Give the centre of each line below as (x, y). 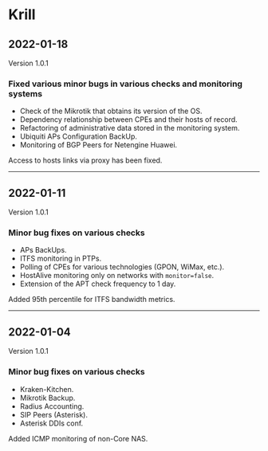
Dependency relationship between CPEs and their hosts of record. (128, 120)
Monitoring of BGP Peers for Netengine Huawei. (99, 145)
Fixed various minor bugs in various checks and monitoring (126, 84)
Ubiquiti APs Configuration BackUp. (79, 136)
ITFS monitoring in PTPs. (61, 259)
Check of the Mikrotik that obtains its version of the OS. (111, 111)
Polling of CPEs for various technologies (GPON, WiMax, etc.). (122, 267)
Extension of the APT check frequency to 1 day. (98, 284)
